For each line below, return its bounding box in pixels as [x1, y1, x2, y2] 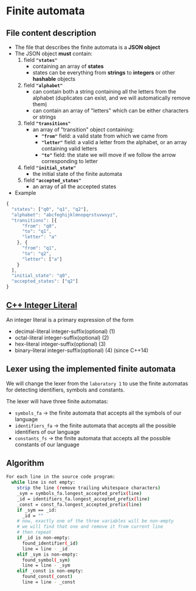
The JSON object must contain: [14, 50, 93, 57]
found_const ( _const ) [21, 574, 73, 580]
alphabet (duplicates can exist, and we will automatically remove [32, 94, 191, 101]
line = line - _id [21, 546, 68, 552]
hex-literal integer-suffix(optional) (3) [14, 340, 106, 347]
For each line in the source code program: [6, 474, 116, 480]
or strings [32, 113, 56, 120]
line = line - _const [21, 579, 76, 585]
